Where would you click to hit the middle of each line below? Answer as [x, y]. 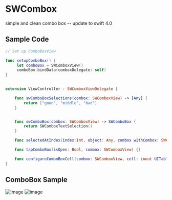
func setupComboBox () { [31, 60]
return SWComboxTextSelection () [58, 126]
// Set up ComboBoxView [31, 51]
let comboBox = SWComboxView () [50, 65]
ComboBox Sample [36, 180]
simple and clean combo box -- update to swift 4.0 [59, 23]
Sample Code [27, 39]
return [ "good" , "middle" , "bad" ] [60, 103]
